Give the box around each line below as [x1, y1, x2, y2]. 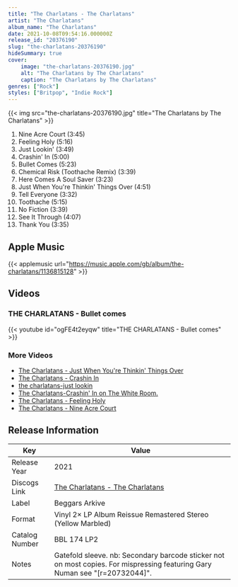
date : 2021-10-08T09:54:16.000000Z [8, 30, 113, 38]
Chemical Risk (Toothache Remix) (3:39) [18, 168, 136, 176]
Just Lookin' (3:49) [18, 145, 74, 154]
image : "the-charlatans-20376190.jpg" [20, 63, 135, 70]
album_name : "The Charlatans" [8, 23, 97, 30]
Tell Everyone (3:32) [18, 190, 78, 199]
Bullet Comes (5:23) [18, 160, 77, 169]
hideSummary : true [8, 50, 62, 57]
